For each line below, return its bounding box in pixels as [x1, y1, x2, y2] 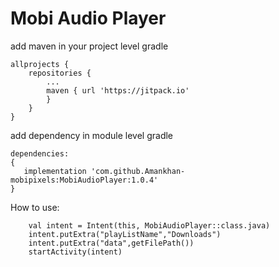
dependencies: [10, 148, 70, 159]
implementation [23, 166, 87, 176]
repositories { [28, 68, 92, 78]
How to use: [10, 201, 60, 213]
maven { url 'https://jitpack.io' [46, 85, 190, 96]
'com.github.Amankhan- [90, 166, 186, 176]
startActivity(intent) [28, 247, 123, 257]
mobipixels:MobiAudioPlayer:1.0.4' [10, 175, 159, 185]
